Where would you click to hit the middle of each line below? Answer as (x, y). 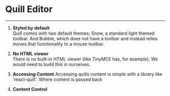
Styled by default (31, 28)
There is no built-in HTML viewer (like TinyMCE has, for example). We (85, 59)
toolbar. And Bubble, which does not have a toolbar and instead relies (85, 38)
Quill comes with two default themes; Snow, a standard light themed (83, 33)
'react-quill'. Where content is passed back (57, 79)
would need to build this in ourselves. (51, 64)
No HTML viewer (31, 53)
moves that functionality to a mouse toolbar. (58, 44)
